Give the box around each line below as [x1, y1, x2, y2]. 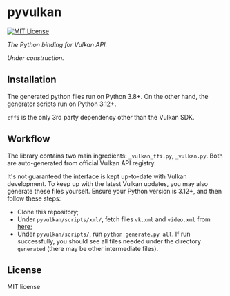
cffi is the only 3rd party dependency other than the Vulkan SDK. [7, 113, 195, 121]
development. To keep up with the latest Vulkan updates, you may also [7, 179, 209, 187]
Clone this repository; [17, 207, 79, 216]
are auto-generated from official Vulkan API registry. [7, 158, 157, 167]
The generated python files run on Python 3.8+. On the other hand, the [7, 92, 209, 100]
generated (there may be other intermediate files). [17, 244, 159, 252]
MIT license [7, 283, 41, 291]
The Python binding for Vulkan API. [7, 40, 108, 48]
